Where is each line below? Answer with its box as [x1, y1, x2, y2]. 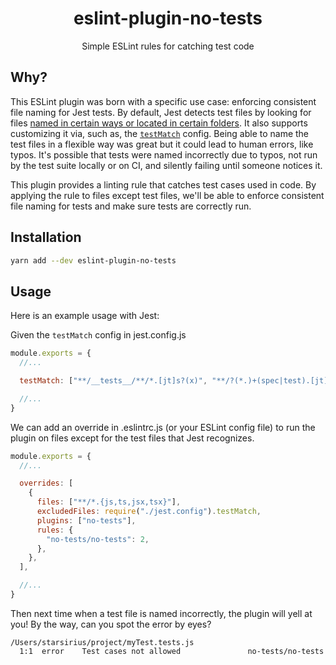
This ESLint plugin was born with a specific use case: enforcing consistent [10, 95, 317, 107]
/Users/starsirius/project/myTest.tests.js [10, 637, 195, 647]
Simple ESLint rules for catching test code [81, 40, 255, 52]
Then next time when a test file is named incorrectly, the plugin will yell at [10, 607, 313, 619]
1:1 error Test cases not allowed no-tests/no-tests [19, 646, 325, 656]
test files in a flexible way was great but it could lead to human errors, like [10, 138, 314, 150]
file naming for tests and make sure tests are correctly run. [10, 200, 252, 212]
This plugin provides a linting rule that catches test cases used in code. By [10, 178, 317, 191]
